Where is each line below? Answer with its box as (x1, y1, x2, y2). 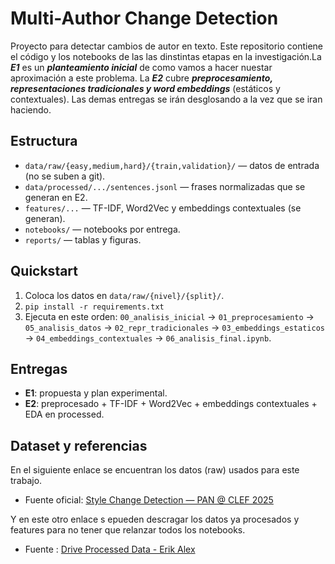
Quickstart (10, 263, 79, 280)
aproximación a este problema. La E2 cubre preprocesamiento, (10, 72, 273, 84)
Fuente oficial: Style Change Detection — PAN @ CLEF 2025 (24, 494, 274, 506)
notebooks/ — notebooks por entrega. (24, 223, 181, 235)
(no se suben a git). (24, 170, 106, 182)
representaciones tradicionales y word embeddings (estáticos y (10, 82, 281, 94)
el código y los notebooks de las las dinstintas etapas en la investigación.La (10, 50, 322, 62)
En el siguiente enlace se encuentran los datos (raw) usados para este (10, 464, 300, 476)
